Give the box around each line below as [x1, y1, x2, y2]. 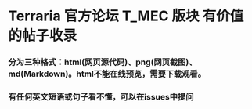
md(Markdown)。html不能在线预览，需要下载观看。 [8, 68, 206, 79]
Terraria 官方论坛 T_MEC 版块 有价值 [8, 7, 244, 25]
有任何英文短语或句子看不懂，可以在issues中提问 [8, 92, 194, 103]
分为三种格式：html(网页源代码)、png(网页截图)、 [8, 56, 197, 67]
